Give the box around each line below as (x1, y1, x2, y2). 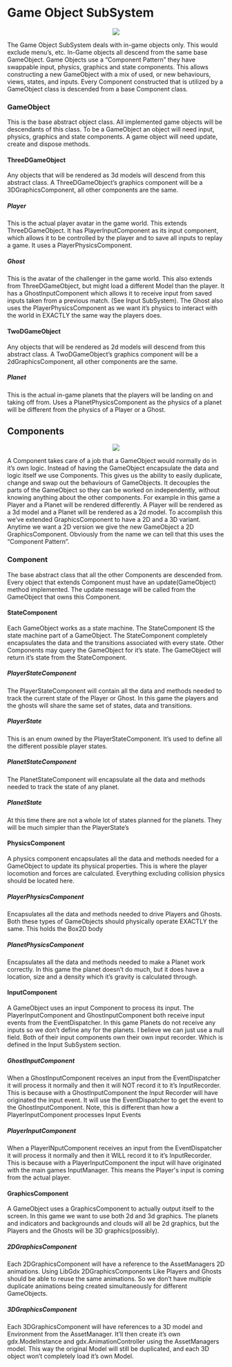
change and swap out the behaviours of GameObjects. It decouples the (7, 479, 211, 487)
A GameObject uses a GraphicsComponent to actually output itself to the (7, 1204, 215, 1213)
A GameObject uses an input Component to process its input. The (7, 1004, 195, 1012)
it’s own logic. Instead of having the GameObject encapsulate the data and (7, 464, 219, 472)
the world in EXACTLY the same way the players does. (7, 311, 162, 320)
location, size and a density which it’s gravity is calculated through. (7, 972, 198, 981)
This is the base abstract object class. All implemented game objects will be (7, 118, 223, 126)
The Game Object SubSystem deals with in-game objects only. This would (7, 40, 218, 49)
